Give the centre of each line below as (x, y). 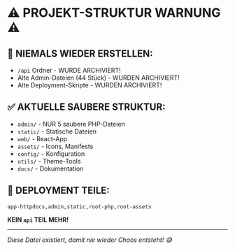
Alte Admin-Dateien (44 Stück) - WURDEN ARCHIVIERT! (98, 78)
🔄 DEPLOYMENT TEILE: (58, 191)
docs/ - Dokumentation (50, 168)
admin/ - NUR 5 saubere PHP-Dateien (71, 124)
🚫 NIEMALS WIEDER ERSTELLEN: (80, 53)
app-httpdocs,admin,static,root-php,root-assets (79, 207)
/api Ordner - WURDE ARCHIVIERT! (69, 70)
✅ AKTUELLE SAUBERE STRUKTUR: (86, 107)
